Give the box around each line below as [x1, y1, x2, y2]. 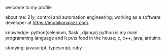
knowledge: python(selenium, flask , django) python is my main [5, 30, 138, 35]
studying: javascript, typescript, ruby [5, 45, 82, 50]
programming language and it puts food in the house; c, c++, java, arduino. [5, 35, 162, 41]
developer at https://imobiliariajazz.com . [5, 20, 90, 25]
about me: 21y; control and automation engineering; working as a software [5, 14, 161, 20]
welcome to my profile [5, 5, 52, 10]
